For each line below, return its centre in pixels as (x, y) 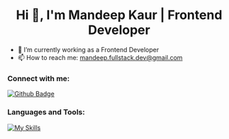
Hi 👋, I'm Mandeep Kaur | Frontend (119, 15)
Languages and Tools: (46, 112)
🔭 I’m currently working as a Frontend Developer (88, 49)
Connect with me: (39, 78)
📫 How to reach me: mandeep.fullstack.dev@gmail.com (100, 57)
